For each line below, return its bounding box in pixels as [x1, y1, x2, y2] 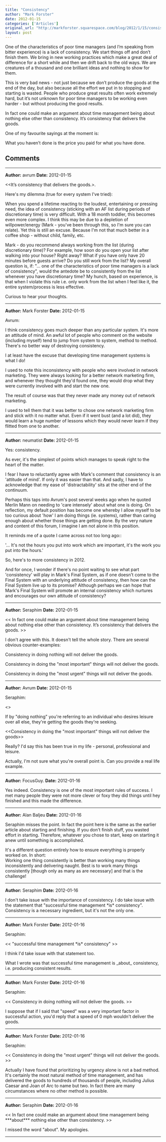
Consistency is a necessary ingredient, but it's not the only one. [5, 907, 135, 913]
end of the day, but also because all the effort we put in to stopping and [5, 85, 151, 91]
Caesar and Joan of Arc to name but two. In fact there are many [5, 1083, 135, 1089]
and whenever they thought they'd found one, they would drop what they [5, 377, 154, 383]
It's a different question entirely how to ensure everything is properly [5, 847, 145, 853]
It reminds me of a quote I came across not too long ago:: [5, 532, 122, 538]
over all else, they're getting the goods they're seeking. [5, 719, 118, 725]
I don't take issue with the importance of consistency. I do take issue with [5, 897, 155, 903]
